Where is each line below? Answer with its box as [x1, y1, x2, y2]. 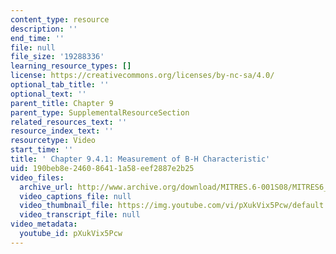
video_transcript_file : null [19, 210, 141, 220]
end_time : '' [10, 33, 65, 43]
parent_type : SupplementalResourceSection [10, 107, 190, 118]
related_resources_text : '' [10, 117, 128, 127]
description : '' [10, 24, 78, 34]
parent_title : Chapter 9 [10, 98, 114, 108]
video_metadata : [10, 219, 78, 230]
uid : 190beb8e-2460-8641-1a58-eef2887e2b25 [10, 163, 195, 173]
